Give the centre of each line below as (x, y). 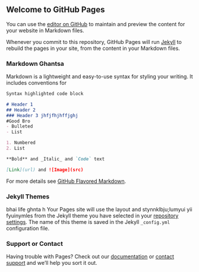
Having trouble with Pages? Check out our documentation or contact (90, 257)
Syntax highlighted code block (45, 94)
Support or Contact (35, 243)
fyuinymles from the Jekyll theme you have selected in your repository (92, 216)
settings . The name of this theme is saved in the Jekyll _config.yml (88, 222)
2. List (16, 148)
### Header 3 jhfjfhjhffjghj (42, 115)
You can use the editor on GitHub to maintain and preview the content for (96, 24)
